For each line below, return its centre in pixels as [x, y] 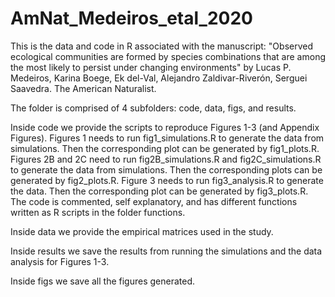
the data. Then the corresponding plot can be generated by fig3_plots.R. [159, 191]
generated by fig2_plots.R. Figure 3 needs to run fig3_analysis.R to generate [167, 180]
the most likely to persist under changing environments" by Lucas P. [151, 67]
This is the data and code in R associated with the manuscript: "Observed [161, 46]
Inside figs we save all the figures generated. [103, 281]
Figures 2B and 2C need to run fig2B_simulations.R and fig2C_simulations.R [166, 159]
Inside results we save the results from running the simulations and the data [166, 251]
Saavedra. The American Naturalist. [83, 88]
